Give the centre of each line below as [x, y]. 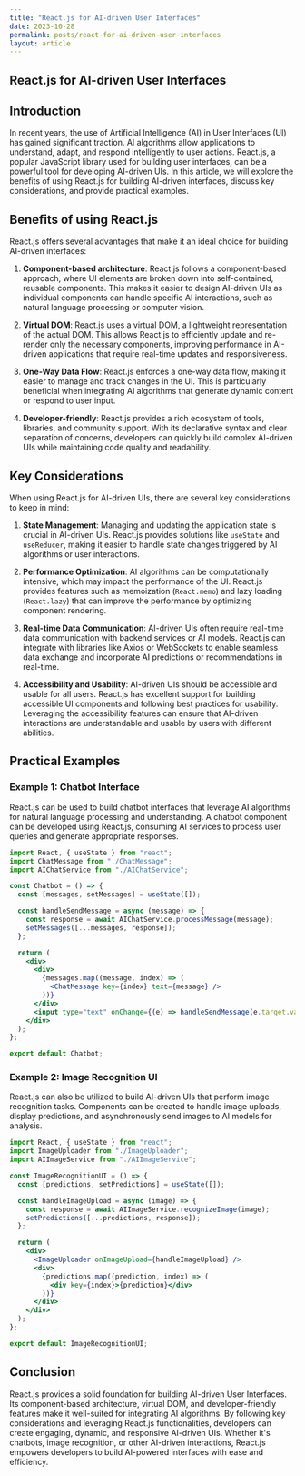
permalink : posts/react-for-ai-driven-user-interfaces [115, 35]
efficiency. [29, 1461]
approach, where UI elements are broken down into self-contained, [148, 278]
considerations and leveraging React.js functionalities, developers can [141, 1423]
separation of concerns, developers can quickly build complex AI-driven [157, 438]
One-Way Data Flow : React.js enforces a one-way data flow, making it [154, 372]
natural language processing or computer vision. [113, 308]
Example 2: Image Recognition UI [84, 1077]
